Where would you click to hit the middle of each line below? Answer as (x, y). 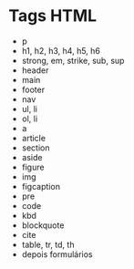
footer (33, 89)
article (34, 138)
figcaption (41, 186)
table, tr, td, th (48, 244)
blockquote (43, 225)
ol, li (30, 119)
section (36, 148)
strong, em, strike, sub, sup (73, 60)
